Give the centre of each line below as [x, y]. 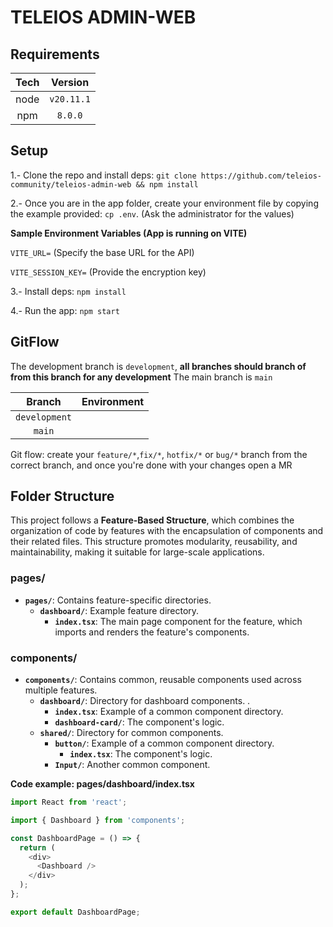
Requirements [55, 54]
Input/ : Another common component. [132, 765]
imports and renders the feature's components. [152, 632]
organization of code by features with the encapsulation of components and [167, 531]
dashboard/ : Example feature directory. [119, 610]
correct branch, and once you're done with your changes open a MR [151, 465]
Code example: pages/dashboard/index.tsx [102, 784]
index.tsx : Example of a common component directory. [169, 712]
